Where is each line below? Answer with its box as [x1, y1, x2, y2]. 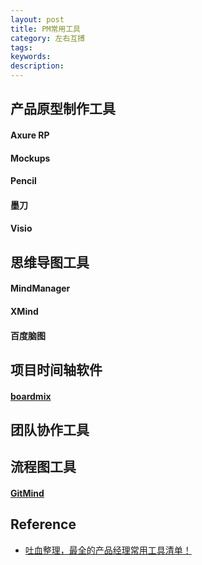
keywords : [10, 52, 52, 62]
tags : [10, 42, 33, 53]
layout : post [10, 14, 65, 25]
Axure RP [10, 129, 50, 141]
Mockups [10, 152, 51, 164]
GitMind [10, 487, 45, 499]
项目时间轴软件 [10, 361, 103, 378]
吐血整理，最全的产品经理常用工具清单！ [24, 544, 192, 556]
